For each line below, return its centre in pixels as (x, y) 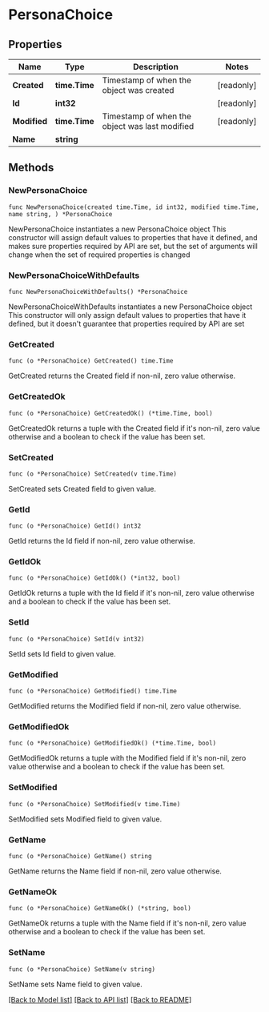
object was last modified (148, 126)
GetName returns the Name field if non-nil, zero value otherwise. (115, 871)
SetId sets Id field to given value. (62, 653)
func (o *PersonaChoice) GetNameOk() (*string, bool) (100, 909)
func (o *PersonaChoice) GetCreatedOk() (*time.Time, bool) (111, 413)
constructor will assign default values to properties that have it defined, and (133, 237)
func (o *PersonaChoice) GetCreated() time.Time (91, 361)
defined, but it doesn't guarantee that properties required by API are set (126, 323)
